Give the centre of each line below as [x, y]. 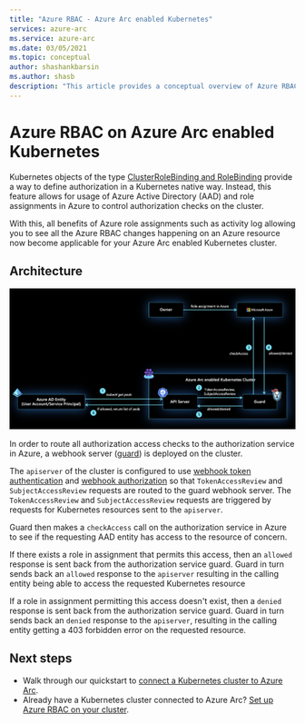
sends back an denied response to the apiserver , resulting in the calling [143, 620]
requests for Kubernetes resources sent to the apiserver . [116, 510]
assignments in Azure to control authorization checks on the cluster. [137, 205]
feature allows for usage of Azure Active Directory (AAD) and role [132, 196]
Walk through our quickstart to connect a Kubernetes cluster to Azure [152, 680]
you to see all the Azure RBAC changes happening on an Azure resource [145, 233]
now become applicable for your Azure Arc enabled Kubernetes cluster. [143, 243]
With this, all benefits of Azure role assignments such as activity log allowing [152, 223]
